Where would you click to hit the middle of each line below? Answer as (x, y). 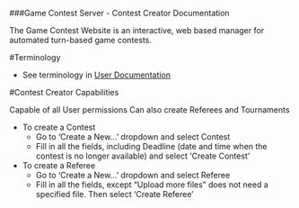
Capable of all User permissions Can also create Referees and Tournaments (149, 110)
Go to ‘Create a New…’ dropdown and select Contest (133, 137)
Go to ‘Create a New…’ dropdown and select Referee (133, 175)
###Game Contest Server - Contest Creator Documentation (120, 13)
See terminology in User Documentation (97, 75)
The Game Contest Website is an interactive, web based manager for (137, 30)
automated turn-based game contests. (81, 40)
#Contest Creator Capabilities (64, 92)
